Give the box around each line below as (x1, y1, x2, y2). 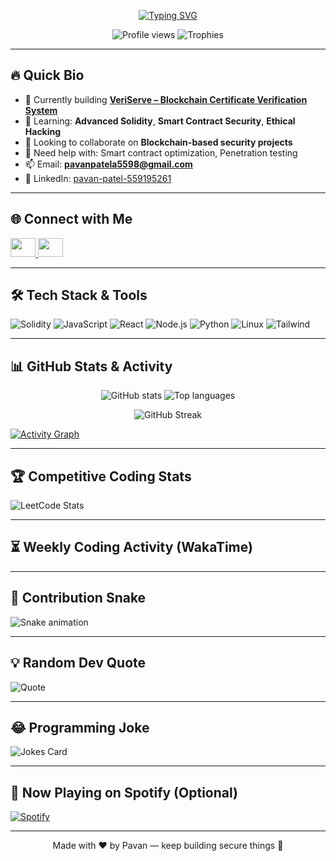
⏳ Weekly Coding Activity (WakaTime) (10, 539, 253, 556)
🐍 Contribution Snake (10, 590, 147, 607)
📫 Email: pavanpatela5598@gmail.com (24, 158, 193, 170)
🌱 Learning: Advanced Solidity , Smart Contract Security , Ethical (24, 115, 296, 127)
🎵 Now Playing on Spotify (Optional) (10, 784, 238, 801)
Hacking (24, 125, 62, 137)
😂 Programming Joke (10, 719, 150, 736)
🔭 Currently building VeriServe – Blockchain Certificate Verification (24, 93, 308, 105)
